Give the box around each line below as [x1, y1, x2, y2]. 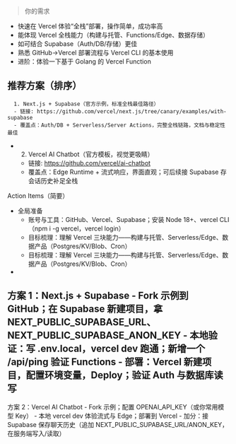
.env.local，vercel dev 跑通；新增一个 [37, 343, 206, 355]
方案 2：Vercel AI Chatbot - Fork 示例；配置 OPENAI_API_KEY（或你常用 [7, 402, 218, 411]
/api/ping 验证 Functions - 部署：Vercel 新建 [7, 356, 203, 368]
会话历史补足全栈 [28, 176, 78, 185]
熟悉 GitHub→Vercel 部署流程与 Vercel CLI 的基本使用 [17, 49, 174, 57]
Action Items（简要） [7, 191, 69, 200]
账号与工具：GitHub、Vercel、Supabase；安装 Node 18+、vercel [28, 215, 218, 223]
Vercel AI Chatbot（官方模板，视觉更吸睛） [28, 150, 154, 158]
